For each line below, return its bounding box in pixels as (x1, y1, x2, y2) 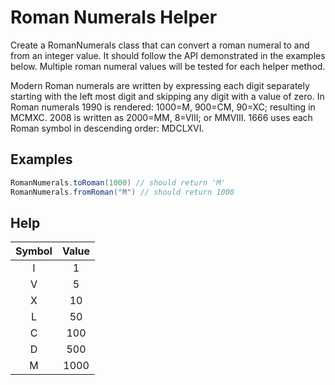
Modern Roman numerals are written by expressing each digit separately (10, 79, 310, 91)
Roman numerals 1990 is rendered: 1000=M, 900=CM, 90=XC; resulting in (10, 101, 316, 113)
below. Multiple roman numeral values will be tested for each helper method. (10, 60, 326, 72)
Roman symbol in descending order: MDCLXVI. (10, 122, 205, 134)
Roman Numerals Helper (10, 6, 218, 29)
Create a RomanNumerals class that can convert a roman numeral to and (10, 39, 310, 51)
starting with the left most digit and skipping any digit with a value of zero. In (10, 90, 325, 102)
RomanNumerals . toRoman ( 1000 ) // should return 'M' (10, 177, 226, 188)
